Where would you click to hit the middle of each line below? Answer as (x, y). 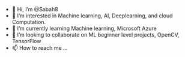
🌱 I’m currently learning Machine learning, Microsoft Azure (84, 28)
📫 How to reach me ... (40, 48)
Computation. (29, 22)
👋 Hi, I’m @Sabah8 (35, 9)
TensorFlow (26, 41)
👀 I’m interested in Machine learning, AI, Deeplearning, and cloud (92, 16)
